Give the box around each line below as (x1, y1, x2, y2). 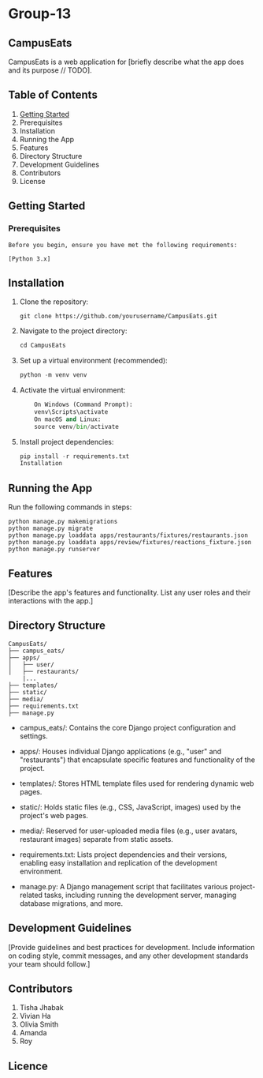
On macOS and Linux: (34, 415, 102, 423)
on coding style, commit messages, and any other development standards (8, 951, 249, 960)
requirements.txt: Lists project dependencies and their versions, (19, 850, 228, 859)
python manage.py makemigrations (8, 518, 118, 526)
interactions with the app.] (8, 595, 94, 605)
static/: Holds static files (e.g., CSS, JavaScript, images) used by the (19, 802, 242, 812)
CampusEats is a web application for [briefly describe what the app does (8, 57, 244, 66)
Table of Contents (8, 88, 98, 102)
